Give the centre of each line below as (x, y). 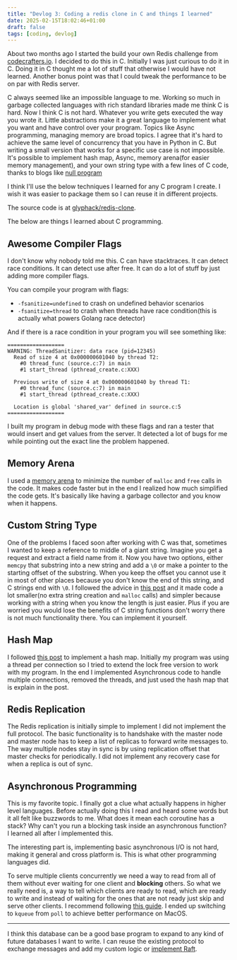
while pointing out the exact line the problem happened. (88, 441)
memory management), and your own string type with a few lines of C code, (118, 165)
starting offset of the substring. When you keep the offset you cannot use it (117, 572)
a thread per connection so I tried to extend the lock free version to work (113, 664)
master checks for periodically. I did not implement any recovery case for (114, 756)
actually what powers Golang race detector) (81, 319)
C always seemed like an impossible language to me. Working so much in (114, 98)
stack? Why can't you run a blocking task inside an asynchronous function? (117, 826)
